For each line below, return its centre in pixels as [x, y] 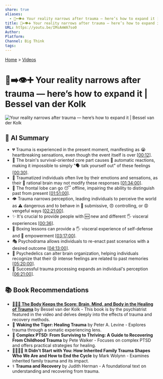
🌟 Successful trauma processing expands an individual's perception [80, 269]
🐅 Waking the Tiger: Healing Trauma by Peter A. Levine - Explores [79, 325]
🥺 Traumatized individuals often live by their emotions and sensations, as [85, 178]
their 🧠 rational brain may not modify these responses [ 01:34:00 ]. [77, 183]
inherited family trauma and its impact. [50, 361]
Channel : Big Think [25, 41]
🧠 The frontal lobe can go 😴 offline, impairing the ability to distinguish [83, 188]
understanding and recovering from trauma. [56, 371]
